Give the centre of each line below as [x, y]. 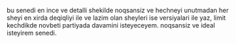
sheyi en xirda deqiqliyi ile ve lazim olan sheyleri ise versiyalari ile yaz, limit [116, 18]
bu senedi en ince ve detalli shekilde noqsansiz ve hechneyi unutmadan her [118, 10]
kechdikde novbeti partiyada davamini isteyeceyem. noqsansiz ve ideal [111, 25]
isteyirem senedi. [32, 33]
